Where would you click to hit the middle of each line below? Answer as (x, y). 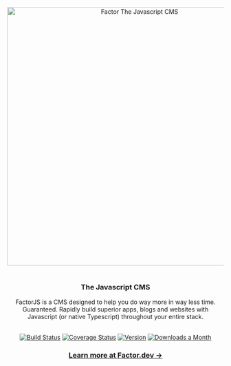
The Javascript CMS (115, 287)
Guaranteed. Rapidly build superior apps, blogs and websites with (115, 309)
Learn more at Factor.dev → (115, 356)
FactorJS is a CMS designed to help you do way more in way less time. (115, 302)
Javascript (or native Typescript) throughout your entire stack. (115, 317)
